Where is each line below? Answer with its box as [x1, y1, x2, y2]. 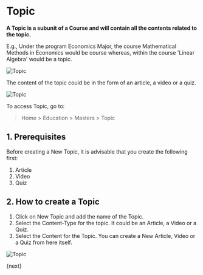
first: [6, 154, 18, 161]
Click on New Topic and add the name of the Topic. [15, 212, 144, 220]
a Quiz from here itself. [15, 239, 73, 246]
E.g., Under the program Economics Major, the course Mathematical [6, 42, 177, 50]
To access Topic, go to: [6, 102, 65, 110]
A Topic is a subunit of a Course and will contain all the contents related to [6, 24, 198, 32]
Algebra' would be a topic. [6, 55, 72, 63]
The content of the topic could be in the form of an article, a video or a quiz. [6, 79, 196, 86]
